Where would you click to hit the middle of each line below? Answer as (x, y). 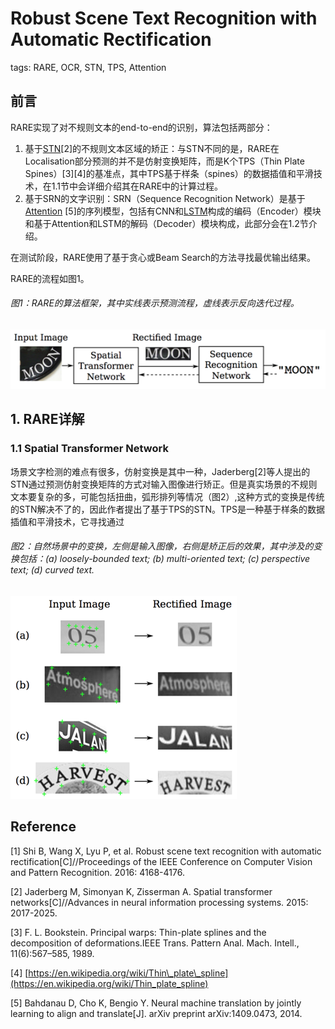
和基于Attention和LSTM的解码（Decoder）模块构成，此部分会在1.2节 (166, 223)
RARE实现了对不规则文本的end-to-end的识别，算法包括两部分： (141, 127)
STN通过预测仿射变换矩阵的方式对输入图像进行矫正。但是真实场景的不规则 (164, 484)
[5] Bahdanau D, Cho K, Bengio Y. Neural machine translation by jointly (156, 1003)
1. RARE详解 (47, 419)
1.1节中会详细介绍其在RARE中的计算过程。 (137, 186)
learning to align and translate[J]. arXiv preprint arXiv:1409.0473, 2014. (156, 1013)
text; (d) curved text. (52, 570)
